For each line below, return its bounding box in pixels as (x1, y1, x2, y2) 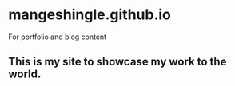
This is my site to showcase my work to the (8, 55, 227, 68)
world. (8, 68, 42, 81)
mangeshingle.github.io (8, 6, 172, 24)
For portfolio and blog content (8, 32, 106, 41)
